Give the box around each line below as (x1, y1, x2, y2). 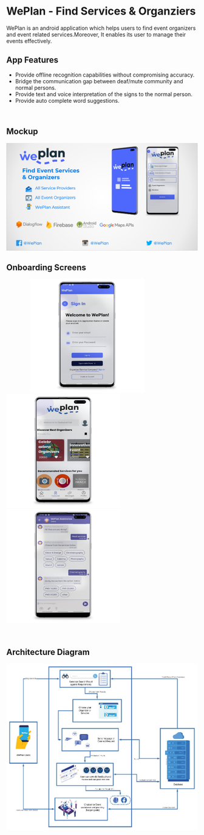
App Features (6, 55, 59, 65)
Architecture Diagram (6, 646, 90, 657)
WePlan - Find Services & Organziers (6, 4, 196, 18)
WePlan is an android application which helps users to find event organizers (6, 24, 196, 32)
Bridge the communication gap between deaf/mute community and (15, 77, 183, 85)
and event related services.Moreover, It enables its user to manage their (6, 30, 186, 38)
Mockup (6, 126, 38, 137)
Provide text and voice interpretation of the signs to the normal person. (15, 90, 193, 98)
